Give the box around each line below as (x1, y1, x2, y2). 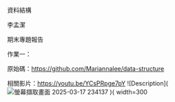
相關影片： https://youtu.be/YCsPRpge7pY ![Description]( (7, 79, 169, 88)
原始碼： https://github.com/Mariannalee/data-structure (7, 65, 165, 72)
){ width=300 (110, 88, 148, 96)
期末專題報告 (7, 35, 43, 43)
